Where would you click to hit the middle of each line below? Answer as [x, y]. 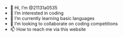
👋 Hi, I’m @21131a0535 [34, 8]
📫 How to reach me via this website [48, 29]
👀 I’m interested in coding [37, 13]
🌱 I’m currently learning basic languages [52, 18]
